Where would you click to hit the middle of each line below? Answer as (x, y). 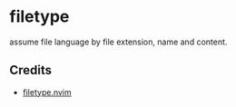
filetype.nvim (47, 92)
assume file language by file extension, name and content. (118, 42)
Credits (31, 70)
